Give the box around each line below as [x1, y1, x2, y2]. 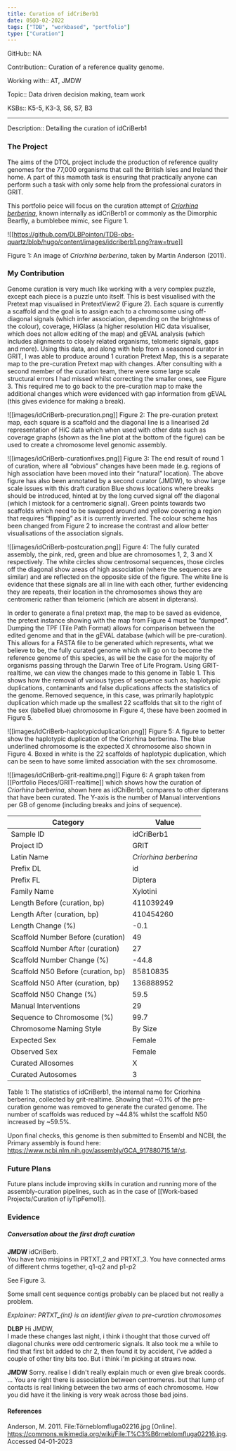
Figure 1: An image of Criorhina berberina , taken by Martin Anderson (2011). [7, 251, 227, 259]
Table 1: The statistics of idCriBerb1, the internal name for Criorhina [7, 1088, 202, 1096]
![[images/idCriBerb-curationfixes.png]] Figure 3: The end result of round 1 [7, 454, 224, 462]
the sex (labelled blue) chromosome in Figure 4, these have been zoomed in [7, 706, 228, 714]
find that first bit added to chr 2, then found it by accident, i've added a [7, 1347, 213, 1356]
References [7, 1407, 42, 1415]
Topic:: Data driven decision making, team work [7, 90, 145, 99]
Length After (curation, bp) [11, 909, 100, 919]
